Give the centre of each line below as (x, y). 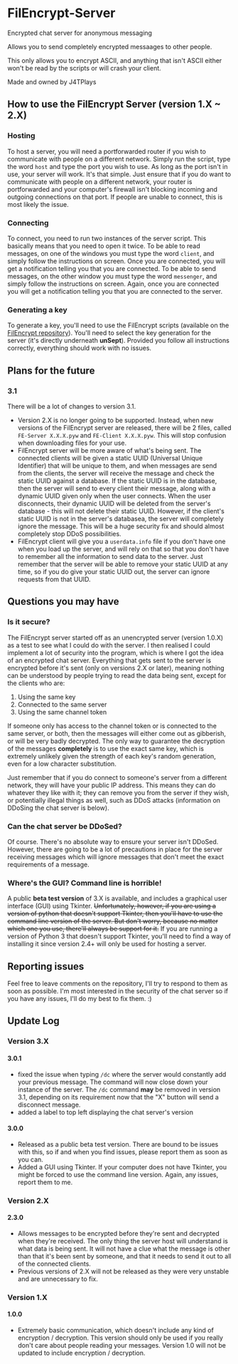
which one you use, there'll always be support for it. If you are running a (113, 929)
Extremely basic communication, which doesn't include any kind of (116, 1330)
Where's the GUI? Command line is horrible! (85, 883)
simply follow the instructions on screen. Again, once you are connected (113, 284)
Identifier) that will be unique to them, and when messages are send (117, 466)
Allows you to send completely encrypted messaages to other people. (110, 46)
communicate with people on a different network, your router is (100, 181)
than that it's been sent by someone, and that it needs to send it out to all (124, 1256)
